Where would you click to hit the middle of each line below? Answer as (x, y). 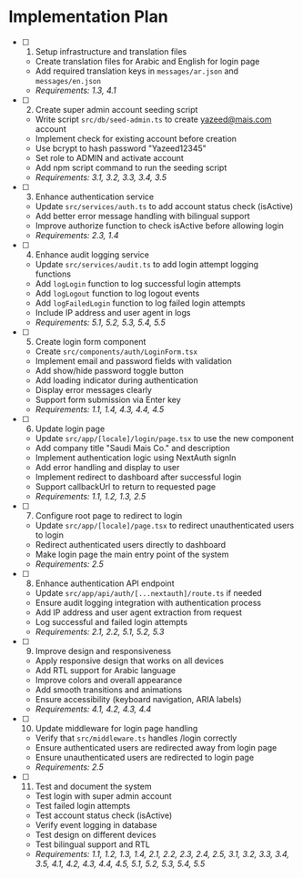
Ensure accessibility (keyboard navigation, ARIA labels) (138, 699)
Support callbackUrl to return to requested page (126, 486)
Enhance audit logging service (92, 254)
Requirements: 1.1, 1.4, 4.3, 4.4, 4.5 (100, 409)
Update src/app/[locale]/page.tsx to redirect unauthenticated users (165, 525)
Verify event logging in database (96, 824)
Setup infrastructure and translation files (111, 51)
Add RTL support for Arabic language (106, 670)
